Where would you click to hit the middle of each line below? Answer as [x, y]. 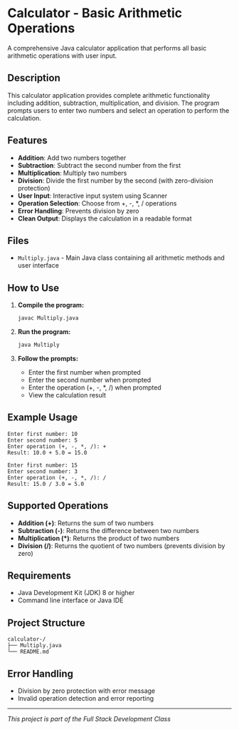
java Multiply [38, 345]
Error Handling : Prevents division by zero [78, 211]
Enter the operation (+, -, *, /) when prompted [95, 387]
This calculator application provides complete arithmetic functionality [109, 95]
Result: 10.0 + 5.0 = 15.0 [47, 452]
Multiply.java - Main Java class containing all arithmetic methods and [121, 258]
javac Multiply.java [48, 318]
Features [27, 141]
